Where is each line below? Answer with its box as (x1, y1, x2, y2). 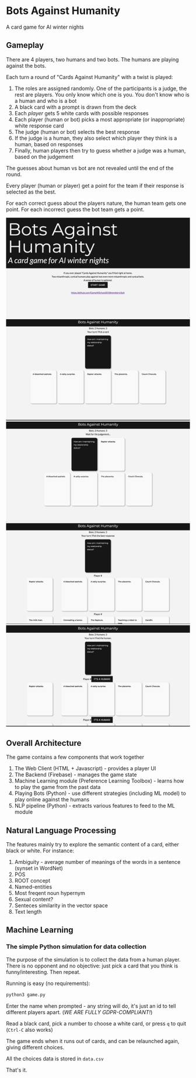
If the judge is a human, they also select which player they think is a (14, 135, 177, 142)
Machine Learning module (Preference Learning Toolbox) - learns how (14, 777, 184, 784)
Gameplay (6, 40, 44, 50)
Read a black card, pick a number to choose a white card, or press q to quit (6, 1020, 187, 1027)
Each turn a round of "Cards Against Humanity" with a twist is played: (6, 73, 173, 80)
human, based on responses (14, 140, 83, 147)
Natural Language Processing (6, 825, 117, 835)
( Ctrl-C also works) (6, 1026, 54, 1033)
